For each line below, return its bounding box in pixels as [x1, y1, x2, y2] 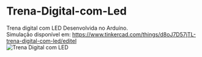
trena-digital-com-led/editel [6, 37, 77, 44]
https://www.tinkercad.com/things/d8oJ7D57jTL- [72, 30, 196, 38]
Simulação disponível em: [6, 30, 72, 38]
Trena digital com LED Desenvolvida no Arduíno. [6, 24, 129, 32]
